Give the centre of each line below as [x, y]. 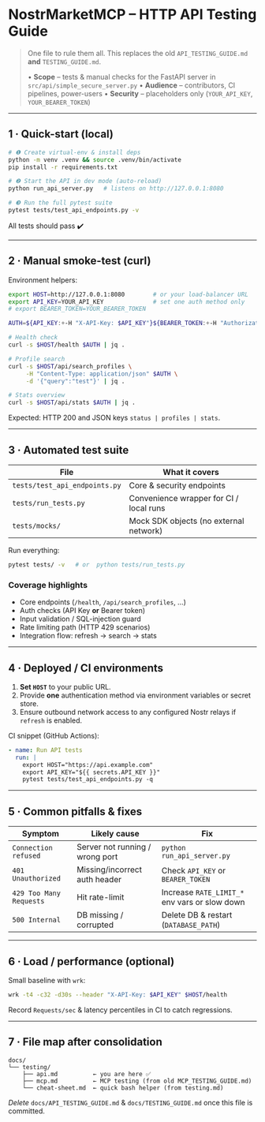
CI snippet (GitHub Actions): [54, 735]
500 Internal [37, 920]
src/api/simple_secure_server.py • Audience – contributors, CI [131, 85]
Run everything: [34, 550]
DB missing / [100, 915]
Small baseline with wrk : [47, 980]
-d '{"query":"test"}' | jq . [75, 381]
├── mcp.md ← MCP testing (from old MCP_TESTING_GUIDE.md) [137, 1081]
